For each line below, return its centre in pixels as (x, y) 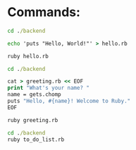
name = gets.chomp (34, 95)
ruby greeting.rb (33, 120)
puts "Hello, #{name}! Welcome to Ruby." (69, 101)
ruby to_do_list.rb (36, 139)
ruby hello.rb (28, 56)
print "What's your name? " (49, 88)
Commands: (44, 12)
